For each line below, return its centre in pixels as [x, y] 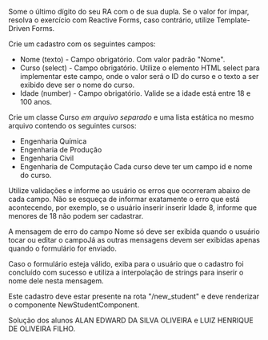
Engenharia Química [53, 141]
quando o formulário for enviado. [63, 248]
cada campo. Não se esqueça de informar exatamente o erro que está [124, 199]
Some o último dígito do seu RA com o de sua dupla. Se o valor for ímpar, [129, 12]
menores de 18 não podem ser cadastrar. [76, 216]
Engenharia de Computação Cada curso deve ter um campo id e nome [136, 166]
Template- [233, 20]
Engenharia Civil [47, 158]
